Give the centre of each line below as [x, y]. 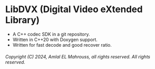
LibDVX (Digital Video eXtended [74, 9]
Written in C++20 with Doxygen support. [55, 40]
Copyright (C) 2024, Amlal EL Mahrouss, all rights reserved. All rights [78, 56]
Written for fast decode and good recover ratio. [62, 45]
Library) [22, 20]
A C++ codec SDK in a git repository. [51, 34]
